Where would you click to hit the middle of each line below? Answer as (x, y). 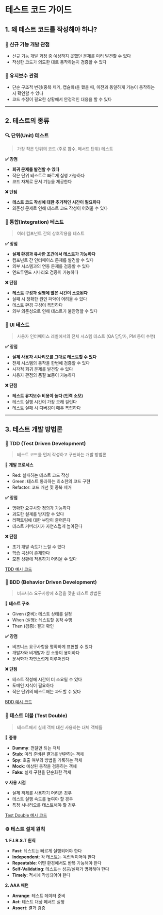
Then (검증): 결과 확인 (33, 626)
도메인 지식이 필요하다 (33, 685)
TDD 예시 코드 (19, 569)
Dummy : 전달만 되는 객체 (36, 748)
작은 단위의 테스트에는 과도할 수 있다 (46, 692)
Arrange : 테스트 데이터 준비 (39, 896)
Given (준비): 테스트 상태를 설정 (42, 614)
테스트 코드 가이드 (38, 10)
